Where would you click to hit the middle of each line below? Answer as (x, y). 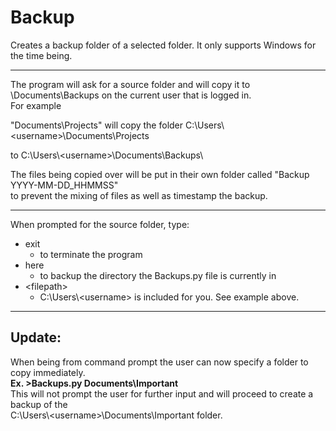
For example (36, 105)
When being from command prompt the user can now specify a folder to (159, 362)
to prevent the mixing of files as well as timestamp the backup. (139, 195)
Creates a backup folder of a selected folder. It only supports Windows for (163, 45)
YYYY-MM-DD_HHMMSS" (64, 185)
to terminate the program (91, 254)
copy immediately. (48, 372)
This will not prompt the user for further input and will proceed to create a (162, 393)
